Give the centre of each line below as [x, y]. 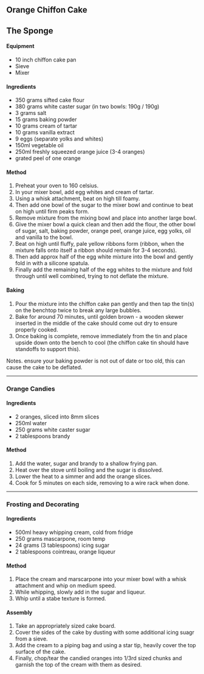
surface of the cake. [40, 652]
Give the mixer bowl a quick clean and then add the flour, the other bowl [105, 224]
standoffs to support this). [48, 349]
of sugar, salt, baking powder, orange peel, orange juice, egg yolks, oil [103, 231]
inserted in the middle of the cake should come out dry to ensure [96, 323]
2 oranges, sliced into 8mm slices [57, 417]
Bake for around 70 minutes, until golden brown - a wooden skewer [99, 316]
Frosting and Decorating [43, 504]
